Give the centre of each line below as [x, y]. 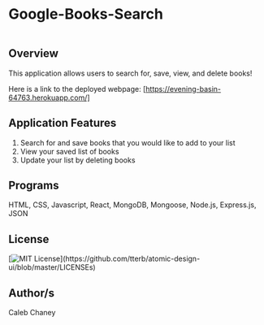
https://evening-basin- [184, 89]
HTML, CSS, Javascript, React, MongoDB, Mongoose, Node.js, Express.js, [132, 205]
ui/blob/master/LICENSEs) [52, 267]
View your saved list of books [69, 151]
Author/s [32, 293]
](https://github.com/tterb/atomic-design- [130, 259]
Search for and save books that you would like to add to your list [128, 142]
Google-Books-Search [86, 14]
